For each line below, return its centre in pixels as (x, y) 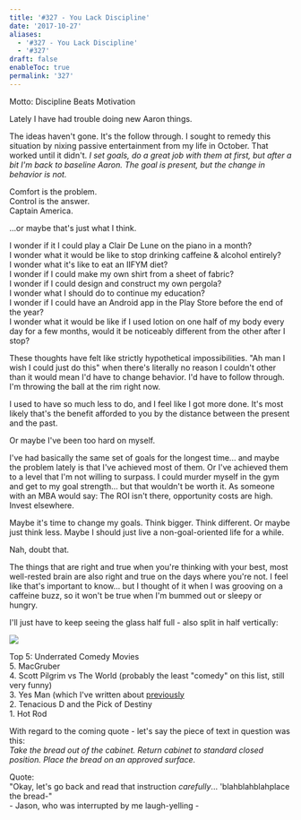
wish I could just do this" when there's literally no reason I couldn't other (142, 367)
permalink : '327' (42, 76)
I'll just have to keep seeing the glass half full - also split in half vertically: (144, 622)
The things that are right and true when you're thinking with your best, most (149, 566)
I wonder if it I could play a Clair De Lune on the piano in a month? (131, 245)
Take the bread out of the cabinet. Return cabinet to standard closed (137, 750)
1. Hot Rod (28, 713)
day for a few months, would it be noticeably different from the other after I (147, 331)
